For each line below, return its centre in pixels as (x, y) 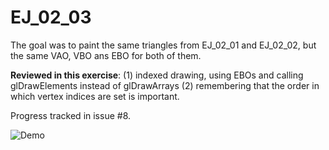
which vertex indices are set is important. (95, 96)
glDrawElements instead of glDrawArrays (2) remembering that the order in (165, 85)
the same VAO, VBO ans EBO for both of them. (106, 55)
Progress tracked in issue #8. (71, 115)
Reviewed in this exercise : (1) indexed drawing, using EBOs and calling (157, 75)
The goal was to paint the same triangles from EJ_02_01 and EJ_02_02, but (163, 45)
